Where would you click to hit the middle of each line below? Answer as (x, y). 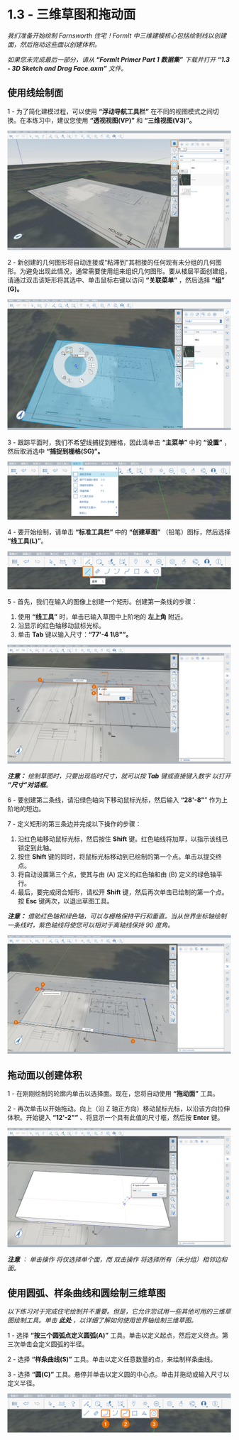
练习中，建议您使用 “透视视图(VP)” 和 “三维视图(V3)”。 (113, 120)
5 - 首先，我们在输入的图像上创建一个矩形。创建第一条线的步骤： (102, 601)
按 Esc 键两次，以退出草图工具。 (65, 901)
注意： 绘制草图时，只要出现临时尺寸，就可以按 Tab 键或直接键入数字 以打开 (119, 776)
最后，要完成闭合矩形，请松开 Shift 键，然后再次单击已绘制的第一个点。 (123, 892)
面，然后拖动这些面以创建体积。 (54, 44)
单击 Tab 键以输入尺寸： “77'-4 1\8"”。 (75, 634)
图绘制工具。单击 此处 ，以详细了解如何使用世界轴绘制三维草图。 (102, 1320)
